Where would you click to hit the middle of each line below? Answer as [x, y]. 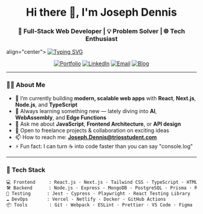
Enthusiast [101, 39]
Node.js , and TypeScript [46, 105]
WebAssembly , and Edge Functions [61, 117]
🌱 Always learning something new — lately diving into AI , [86, 111]
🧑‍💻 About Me [26, 85]
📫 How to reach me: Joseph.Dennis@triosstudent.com [86, 137]
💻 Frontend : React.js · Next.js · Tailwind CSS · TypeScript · [95, 183]
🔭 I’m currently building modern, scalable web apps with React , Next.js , [105, 98]
